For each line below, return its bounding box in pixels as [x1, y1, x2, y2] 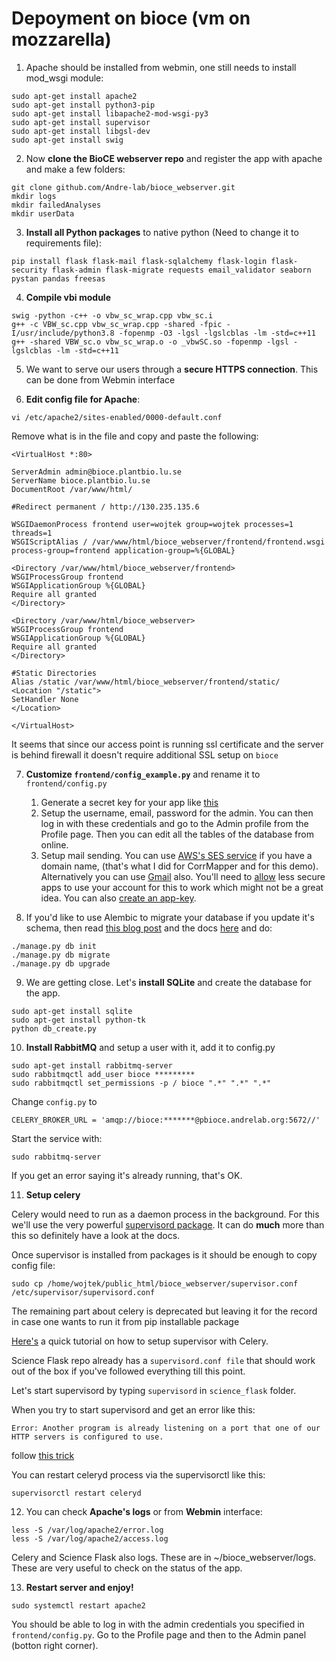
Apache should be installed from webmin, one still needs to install [25, 61, 297, 73]
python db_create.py [11, 1023, 98, 1034]
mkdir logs [11, 191, 57, 201]
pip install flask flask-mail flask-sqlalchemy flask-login [11, 256, 268, 266]
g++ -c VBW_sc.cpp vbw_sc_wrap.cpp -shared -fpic [11, 319, 223, 329]
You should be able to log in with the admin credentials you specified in [11, 1618, 305, 1630]
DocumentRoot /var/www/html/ [11, 484, 133, 494]
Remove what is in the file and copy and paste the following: [11, 430, 259, 442]
